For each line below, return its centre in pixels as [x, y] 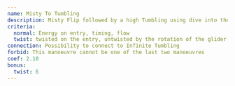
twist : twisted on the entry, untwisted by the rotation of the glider [120, 40]
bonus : [17, 65]
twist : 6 [26, 71]
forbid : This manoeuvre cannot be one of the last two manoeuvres [106, 53]
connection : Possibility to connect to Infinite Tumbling [93, 46]
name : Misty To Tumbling [43, 14]
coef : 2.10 [23, 59]
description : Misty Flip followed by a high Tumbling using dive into [112, 20]
